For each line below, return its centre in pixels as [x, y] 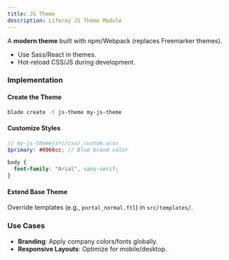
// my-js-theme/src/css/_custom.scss [63, 143]
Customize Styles [34, 128]
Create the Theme [35, 97]
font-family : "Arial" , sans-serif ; [66, 169]
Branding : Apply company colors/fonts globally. [88, 241]
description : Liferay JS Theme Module [65, 21]
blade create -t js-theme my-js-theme [65, 112]
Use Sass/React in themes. [57, 55]
